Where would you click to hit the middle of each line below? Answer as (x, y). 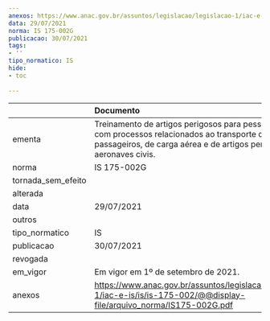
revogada (30, 258)
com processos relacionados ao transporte (176, 134)
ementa (27, 139)
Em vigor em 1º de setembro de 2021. (167, 272)
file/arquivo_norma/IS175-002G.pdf (164, 305)
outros (25, 220)
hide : (17, 68)
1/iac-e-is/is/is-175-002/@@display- (170, 294)
